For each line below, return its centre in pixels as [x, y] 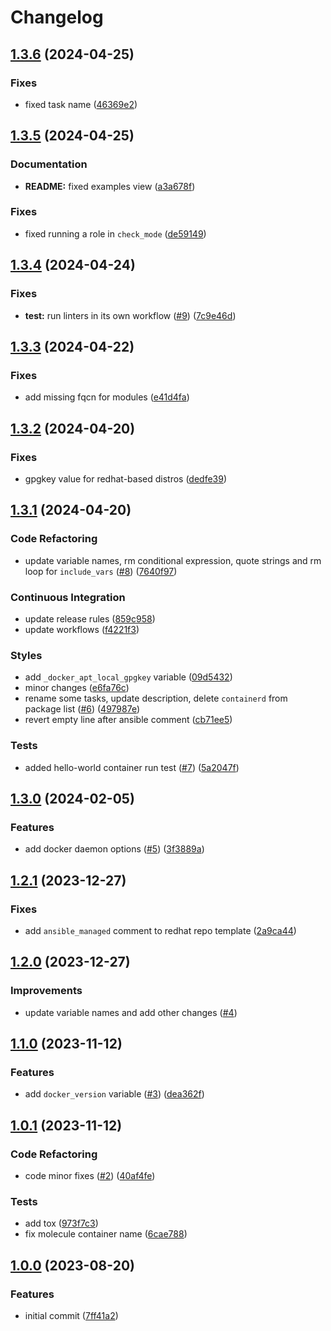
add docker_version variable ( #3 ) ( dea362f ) [114, 1094]
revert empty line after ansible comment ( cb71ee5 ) [128, 720]
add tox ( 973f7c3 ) [61, 1223]
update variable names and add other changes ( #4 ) [131, 1012]
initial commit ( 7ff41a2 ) [71, 1315]
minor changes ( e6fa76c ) [77, 688]
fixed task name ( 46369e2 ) [81, 104]
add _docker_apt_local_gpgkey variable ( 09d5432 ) [128, 677]
